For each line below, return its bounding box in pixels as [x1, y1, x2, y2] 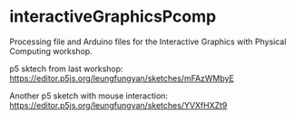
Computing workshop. [9, 45, 93, 56]
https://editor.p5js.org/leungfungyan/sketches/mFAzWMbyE [9, 72, 234, 83]
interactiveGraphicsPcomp [9, 6, 217, 27]
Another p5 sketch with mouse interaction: [9, 90, 169, 101]
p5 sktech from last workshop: [9, 63, 124, 74]
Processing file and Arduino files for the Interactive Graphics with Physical [9, 36, 287, 47]
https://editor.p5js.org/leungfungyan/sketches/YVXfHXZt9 [9, 99, 228, 110]
